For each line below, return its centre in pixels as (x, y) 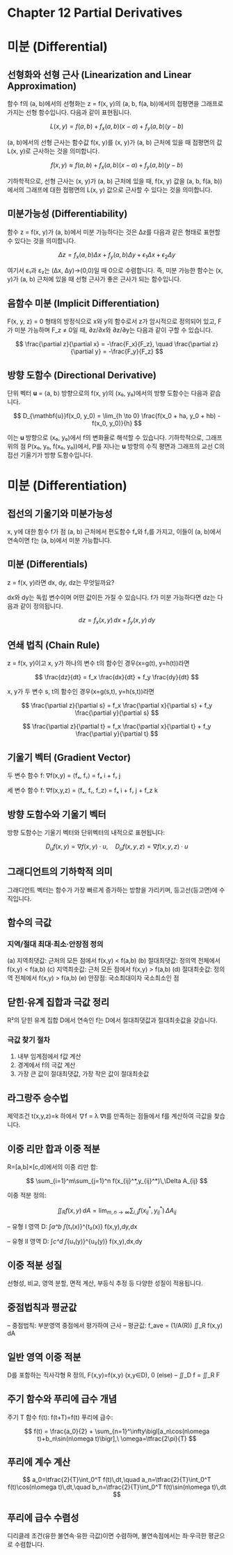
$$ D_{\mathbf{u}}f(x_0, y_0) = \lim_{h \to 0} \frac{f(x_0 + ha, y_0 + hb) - (117, 416)
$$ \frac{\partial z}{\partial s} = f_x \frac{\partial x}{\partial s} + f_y (117, 706)
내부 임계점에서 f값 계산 (49, 1056)
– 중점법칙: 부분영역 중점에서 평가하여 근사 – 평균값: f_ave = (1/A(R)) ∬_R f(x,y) (115, 1326)
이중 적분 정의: (27, 1196)
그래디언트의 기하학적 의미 (60, 872)
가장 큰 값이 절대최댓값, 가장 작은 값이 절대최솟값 (83, 1074)
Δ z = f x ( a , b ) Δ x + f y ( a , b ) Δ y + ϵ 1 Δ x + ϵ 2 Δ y (117, 255)
